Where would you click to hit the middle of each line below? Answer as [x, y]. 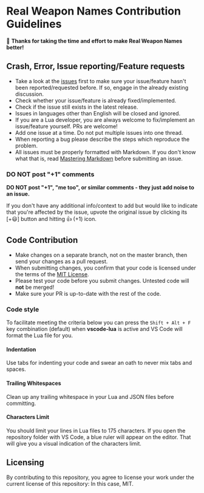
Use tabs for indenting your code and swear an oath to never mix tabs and [99, 363]
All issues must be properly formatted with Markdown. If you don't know [105, 152]
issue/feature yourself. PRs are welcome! [66, 126]
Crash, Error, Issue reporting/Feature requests [96, 66]
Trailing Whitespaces [34, 383]
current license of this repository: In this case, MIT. [70, 483]
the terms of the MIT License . [52, 274]
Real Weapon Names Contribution [93, 11]
